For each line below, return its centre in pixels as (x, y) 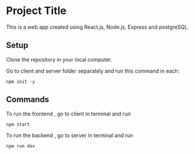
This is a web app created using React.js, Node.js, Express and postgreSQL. (97, 27)
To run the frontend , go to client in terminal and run (68, 114)
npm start (18, 124)
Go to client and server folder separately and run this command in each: (93, 71)
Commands (28, 100)
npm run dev (20, 146)
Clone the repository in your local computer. (59, 59)
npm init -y (20, 81)
